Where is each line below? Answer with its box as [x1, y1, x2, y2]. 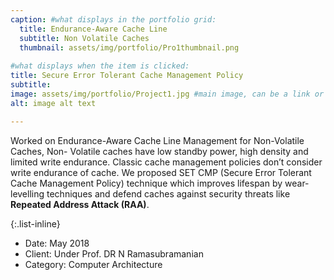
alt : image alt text [10, 98, 97, 108]
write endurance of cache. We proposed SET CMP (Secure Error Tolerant [10, 166, 312, 178]
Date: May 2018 [24, 237, 90, 249]
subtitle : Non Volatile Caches [19, 33, 150, 43]
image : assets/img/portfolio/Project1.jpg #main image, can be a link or [10, 89, 325, 99]
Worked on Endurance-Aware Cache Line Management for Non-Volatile [10, 134, 305, 146]
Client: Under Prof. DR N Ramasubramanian [24, 247, 204, 260]
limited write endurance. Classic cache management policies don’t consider [10, 156, 323, 168]
